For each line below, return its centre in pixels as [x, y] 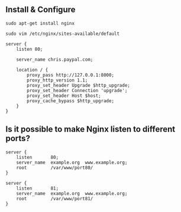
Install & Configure [41, 10]
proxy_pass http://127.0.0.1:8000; [71, 75]
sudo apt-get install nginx [40, 23]
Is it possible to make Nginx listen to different [90, 129]
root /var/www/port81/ [55, 198]
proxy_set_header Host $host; [64, 96]
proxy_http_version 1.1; [57, 80]
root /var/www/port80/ [55, 168]
